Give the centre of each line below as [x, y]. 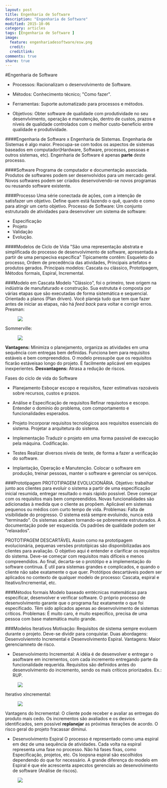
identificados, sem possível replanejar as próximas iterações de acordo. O [82, 724]
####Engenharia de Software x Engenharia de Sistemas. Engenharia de [79, 139]
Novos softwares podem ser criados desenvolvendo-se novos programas [81, 181]
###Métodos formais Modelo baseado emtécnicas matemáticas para [76, 592]
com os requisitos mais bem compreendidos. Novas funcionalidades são [80, 499]
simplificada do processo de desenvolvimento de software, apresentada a [81, 252]
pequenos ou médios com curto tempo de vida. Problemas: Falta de [75, 510]
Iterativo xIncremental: [28, 694]
